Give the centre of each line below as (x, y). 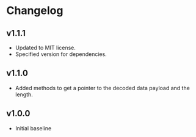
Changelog (35, 11)
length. (24, 94)
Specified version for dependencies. (61, 54)
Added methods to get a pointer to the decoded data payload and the (103, 88)
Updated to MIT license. (45, 47)
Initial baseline (33, 128)
